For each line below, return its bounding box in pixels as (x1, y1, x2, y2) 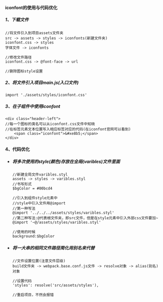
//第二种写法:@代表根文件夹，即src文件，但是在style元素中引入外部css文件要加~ (12, 216, 159, 221)
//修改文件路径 (5, 55, 32, 60)
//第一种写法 (12, 206, 36, 211)
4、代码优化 (5, 146, 30, 152)
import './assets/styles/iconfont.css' (5, 92, 87, 97)
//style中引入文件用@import (12, 201, 66, 206)
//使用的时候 (12, 229, 36, 234)
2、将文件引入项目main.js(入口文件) (5, 79, 79, 86)
